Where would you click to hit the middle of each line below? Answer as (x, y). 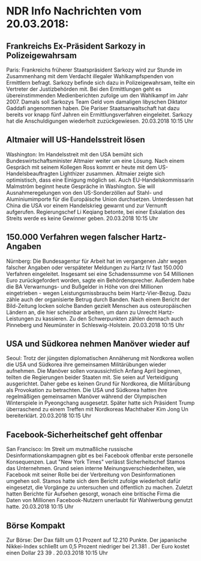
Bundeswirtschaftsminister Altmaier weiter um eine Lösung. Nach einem (95, 161)
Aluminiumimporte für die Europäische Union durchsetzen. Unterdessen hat (100, 199)
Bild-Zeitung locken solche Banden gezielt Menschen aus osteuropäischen (99, 305)
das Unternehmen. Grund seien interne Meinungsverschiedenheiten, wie (96, 468)
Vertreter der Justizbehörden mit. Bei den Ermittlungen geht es (84, 89)
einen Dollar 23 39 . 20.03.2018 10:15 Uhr (57, 553)
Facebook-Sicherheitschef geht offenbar (85, 434)
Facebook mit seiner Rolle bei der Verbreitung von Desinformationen (91, 475)
